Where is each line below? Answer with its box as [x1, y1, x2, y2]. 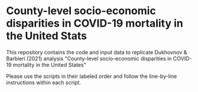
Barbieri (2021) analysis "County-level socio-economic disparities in [6, 55, 172, 62]
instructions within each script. [6, 78, 82, 86]
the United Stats [6, 29, 87, 42]
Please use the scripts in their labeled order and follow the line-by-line [6, 73, 177, 80]
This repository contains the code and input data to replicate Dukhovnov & [6, 48, 187, 55]
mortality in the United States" [12, 61, 87, 68]
